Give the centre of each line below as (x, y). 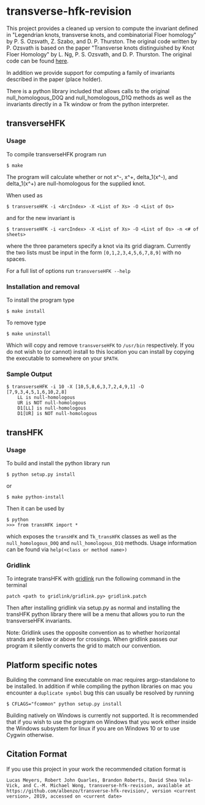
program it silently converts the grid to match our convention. (84, 646)
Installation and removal (43, 286)
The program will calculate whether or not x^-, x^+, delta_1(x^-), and (92, 177)
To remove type (26, 322)
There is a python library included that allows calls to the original (88, 91)
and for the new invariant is (41, 218)
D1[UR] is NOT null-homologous (57, 414)
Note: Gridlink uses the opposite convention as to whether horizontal (93, 633)
